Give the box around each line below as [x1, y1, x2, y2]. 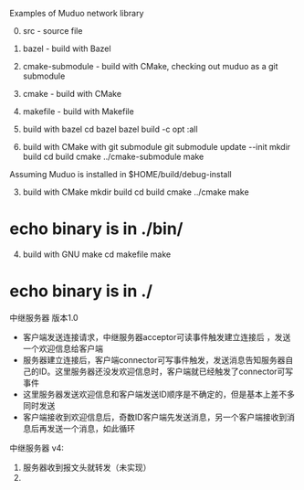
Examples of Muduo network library [9, 8, 144, 18]
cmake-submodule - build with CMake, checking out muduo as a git [22, 61, 278, 71]
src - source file [22, 26, 83, 36]
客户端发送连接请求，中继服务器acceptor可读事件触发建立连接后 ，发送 [22, 331, 291, 342]
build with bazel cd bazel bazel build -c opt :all [22, 123, 198, 134]
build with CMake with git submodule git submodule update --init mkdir [22, 142, 291, 152]
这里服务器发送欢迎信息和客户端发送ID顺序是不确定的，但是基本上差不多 [22, 389, 295, 399]
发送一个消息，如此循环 [47, 422, 135, 433]
